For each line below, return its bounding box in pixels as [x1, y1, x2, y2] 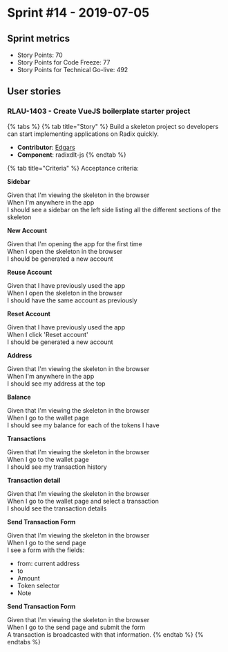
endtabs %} [7, 637, 41, 646]
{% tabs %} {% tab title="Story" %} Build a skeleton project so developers [7, 122, 219, 130]
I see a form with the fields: [7, 546, 85, 554]
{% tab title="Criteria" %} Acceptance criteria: [7, 164, 140, 172]
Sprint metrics [7, 33, 70, 44]
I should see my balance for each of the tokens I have [7, 421, 160, 429]
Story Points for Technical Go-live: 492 [17, 66, 129, 74]
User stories [7, 85, 61, 98]
